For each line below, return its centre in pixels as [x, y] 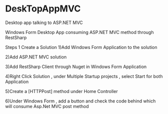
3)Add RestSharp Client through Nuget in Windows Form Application [76, 66]
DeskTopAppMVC [43, 9]
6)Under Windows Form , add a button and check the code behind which [80, 101]
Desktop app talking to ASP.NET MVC [44, 22]
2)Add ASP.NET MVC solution [36, 57]
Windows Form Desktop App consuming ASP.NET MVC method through [79, 32]
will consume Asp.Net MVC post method [47, 106]
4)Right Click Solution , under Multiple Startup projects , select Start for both [84, 76]
